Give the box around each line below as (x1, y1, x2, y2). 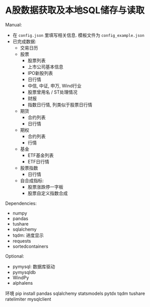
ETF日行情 (27, 158, 49, 164)
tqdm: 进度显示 (12, 232, 44, 238)
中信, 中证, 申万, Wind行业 (27, 82, 82, 89)
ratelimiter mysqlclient (5, 296, 52, 302)
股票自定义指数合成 (27, 190, 68, 196)
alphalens (12, 280, 33, 286)
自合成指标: (20, 178, 44, 184)
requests (12, 238, 31, 244)
